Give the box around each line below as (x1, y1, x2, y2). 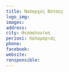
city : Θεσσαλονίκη (6, 30, 50, 36)
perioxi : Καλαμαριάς (6, 35, 56, 41)
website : (6, 52, 27, 57)
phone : (6, 41, 22, 47)
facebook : (6, 46, 30, 52)
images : (6, 19, 25, 25)
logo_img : (6, 14, 30, 20)
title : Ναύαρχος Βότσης (6, 8, 64, 15)
